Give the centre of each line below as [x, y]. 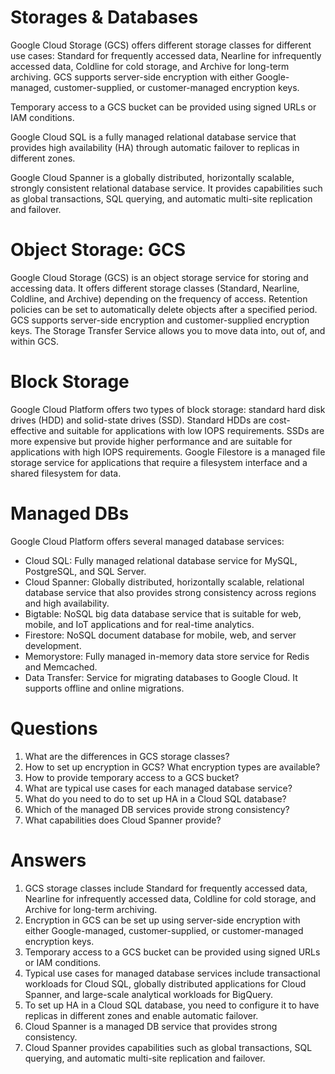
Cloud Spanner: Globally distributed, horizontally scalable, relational [164, 582]
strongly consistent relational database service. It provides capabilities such [166, 188]
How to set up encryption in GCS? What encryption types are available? [172, 767]
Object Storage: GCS [98, 250]
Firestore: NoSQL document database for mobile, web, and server [160, 635]
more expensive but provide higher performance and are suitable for [151, 441]
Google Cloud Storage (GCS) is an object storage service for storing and [159, 277]
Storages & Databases [104, 17]
